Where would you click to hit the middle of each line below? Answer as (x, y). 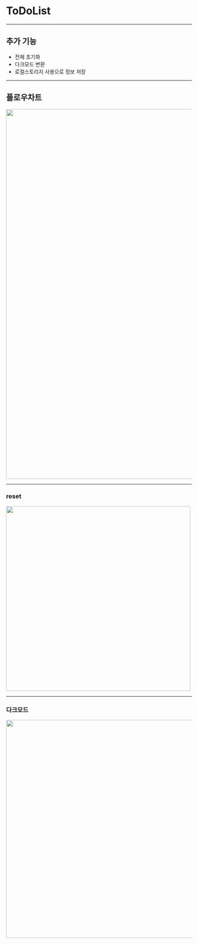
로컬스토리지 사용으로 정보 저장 (50, 72)
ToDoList (29, 11)
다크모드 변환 (30, 64)
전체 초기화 (27, 57)
